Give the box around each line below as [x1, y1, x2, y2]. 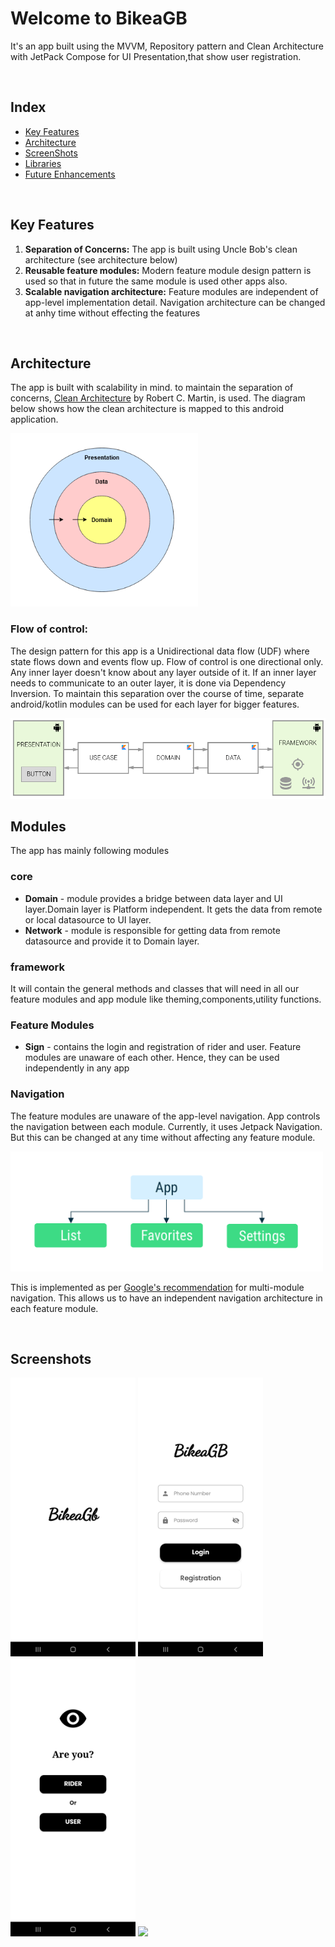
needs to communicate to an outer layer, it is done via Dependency [10, 677, 287, 689]
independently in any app [24, 1062, 130, 1074]
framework [10, 960, 66, 974]
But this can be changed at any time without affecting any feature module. [10, 1131, 316, 1143]
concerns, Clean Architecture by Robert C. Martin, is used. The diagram [10, 392, 306, 404]
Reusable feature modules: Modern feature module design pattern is [24, 264, 312, 276]
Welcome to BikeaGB [10, 7, 188, 30]
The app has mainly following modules [10, 845, 170, 857]
